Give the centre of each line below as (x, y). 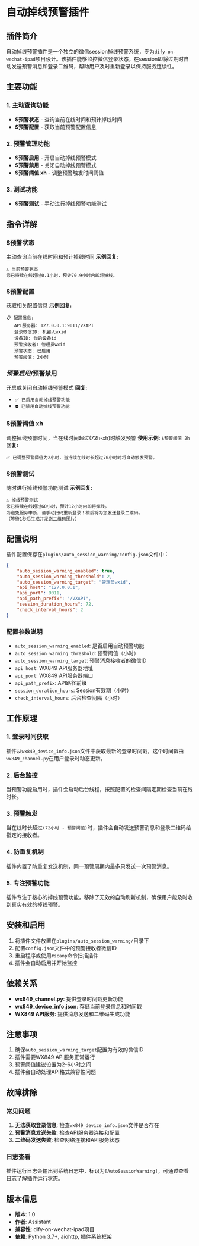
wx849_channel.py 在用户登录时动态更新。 (56, 758)
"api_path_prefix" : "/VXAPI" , (54, 599)
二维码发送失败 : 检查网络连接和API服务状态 (67, 1140)
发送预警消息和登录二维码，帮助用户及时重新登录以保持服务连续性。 (94, 66)
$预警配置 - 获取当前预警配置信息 (55, 127)
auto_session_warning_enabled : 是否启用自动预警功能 (79, 646)
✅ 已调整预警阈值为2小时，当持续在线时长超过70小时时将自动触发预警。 (82, 458)
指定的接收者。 (24, 835)
